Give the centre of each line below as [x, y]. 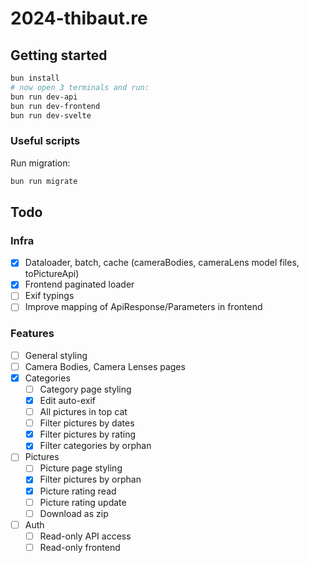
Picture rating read [78, 491]
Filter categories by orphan [95, 446]
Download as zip [74, 513]
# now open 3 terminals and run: [80, 87]
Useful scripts [45, 141]
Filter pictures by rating [88, 434]
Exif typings [49, 296]
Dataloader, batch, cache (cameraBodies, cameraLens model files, [162, 263]
